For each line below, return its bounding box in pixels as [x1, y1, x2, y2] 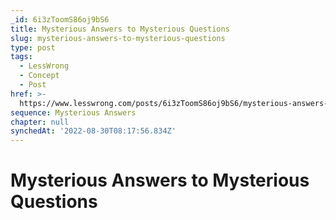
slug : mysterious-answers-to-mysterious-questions [10, 33, 226, 43]
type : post [10, 42, 56, 53]
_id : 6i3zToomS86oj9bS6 [10, 14, 110, 25]
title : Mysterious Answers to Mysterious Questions [10, 24, 230, 34]
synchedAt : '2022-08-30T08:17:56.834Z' [10, 126, 177, 136]
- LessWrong [19, 61, 70, 71]
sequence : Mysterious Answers [10, 107, 137, 118]
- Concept [19, 71, 60, 81]
